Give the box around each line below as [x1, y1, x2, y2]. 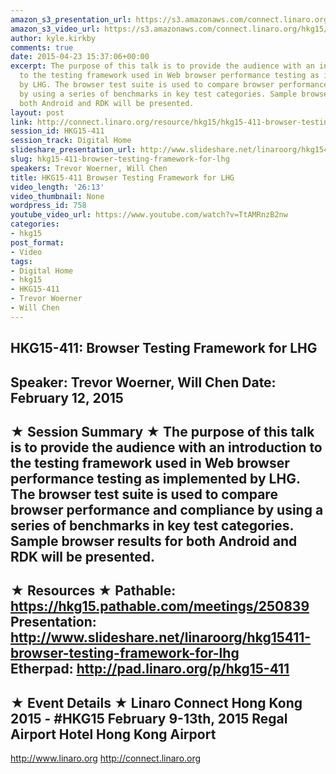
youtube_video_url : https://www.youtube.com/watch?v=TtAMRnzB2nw [10, 210, 288, 220]
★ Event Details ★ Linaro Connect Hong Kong [10, 694, 303, 711]
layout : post [10, 107, 65, 118]
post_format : [10, 237, 65, 248]
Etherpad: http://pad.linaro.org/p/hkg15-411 [10, 661, 290, 678]
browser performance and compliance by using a [10, 501, 324, 518]
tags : [10, 256, 33, 266]
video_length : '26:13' [10, 182, 105, 192]
